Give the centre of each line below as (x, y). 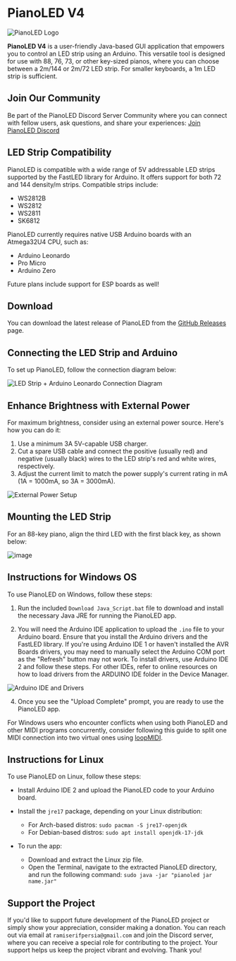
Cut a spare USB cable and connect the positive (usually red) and (112, 451)
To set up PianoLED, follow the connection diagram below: (92, 370)
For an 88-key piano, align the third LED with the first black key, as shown (114, 534)
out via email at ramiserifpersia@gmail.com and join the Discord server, (110, 935)
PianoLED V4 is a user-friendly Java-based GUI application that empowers (116, 46)
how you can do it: (34, 430)
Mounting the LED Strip (59, 517)
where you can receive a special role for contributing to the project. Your (113, 943)
